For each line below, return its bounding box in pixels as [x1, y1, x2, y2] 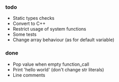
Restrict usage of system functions [12, 26, 86, 32]
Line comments [12, 72, 45, 78]
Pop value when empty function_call [12, 61, 89, 67]
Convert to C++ [12, 20, 46, 26]
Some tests [12, 32, 37, 38]
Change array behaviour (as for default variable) [12, 37, 115, 43]
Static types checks [12, 15, 55, 21]
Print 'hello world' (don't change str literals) [12, 66, 104, 72]
